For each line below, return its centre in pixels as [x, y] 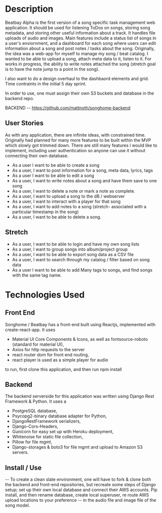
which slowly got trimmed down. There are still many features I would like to [81, 145]
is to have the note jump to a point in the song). [52, 69]
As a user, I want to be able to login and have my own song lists [76, 244]
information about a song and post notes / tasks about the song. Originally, [80, 48]
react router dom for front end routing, [50, 355]
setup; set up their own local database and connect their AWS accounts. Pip [81, 490]
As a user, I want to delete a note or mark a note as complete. [73, 191]
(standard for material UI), [38, 344]
